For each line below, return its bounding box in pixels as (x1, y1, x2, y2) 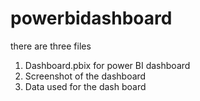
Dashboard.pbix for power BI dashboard (24, 59, 191, 71)
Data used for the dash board (24, 80, 147, 92)
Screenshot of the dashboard (24, 70, 147, 82)
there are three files (10, 40, 92, 52)
